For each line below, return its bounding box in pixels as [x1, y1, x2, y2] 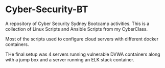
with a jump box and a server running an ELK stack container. [5, 56, 134, 62]
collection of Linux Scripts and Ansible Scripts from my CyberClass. [5, 26, 148, 32]
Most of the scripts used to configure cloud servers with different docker [5, 36, 159, 42]
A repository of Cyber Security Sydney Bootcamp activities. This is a [5, 20, 150, 27]
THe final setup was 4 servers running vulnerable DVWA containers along [5, 51, 160, 57]
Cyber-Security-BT [5, 4, 88, 15]
